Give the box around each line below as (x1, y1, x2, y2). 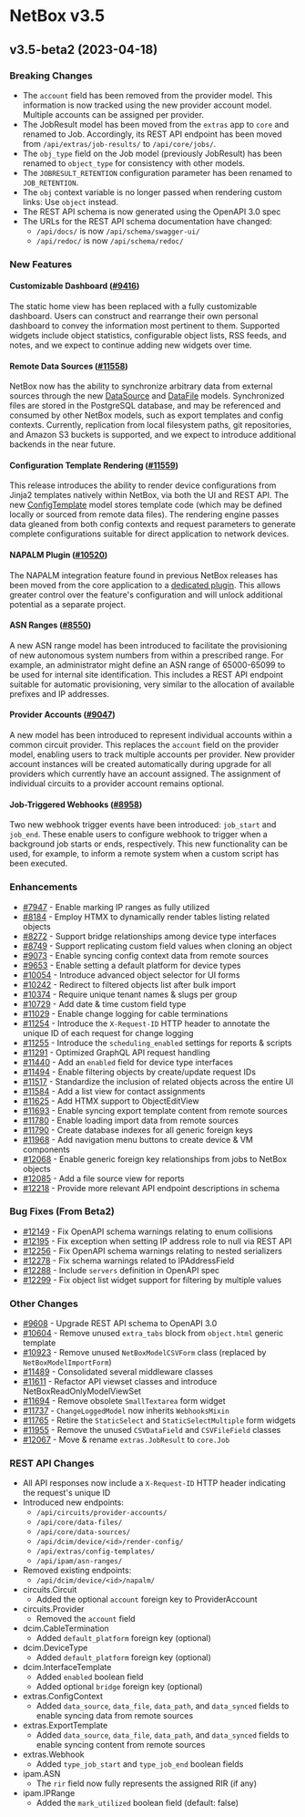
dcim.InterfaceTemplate (22, 1662, 112, 1673)
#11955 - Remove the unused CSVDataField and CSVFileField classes (22, 1425, 281, 1436)
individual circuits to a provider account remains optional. (9, 778, 225, 789)
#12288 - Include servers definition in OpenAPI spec (22, 1264, 220, 1275)
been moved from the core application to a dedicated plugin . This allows (9, 579, 280, 590)
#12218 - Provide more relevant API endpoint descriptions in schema (22, 1182, 280, 1193)
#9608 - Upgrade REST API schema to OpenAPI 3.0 (22, 1318, 218, 1329)
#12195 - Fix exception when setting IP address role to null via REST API (22, 1235, 292, 1246)
